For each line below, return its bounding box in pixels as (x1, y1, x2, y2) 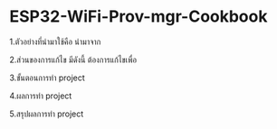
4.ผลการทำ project (9, 90, 72, 101)
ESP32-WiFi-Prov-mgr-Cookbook (9, 6, 268, 27)
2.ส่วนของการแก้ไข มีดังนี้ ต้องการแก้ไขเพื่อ (9, 54, 138, 65)
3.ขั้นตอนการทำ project (9, 72, 86, 83)
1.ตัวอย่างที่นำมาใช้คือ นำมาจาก (9, 36, 101, 47)
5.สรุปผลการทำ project (9, 108, 84, 119)
